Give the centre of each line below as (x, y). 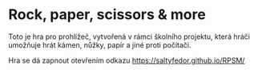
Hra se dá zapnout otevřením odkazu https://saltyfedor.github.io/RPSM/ (127, 60)
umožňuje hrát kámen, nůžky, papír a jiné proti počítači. (100, 44)
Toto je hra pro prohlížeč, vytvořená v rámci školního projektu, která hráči (129, 36)
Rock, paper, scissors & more (107, 15)
